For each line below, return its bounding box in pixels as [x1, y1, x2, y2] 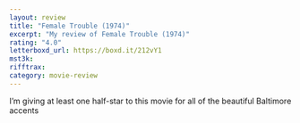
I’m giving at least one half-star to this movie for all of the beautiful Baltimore [9, 95, 292, 106]
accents [9, 104, 39, 116]
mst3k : [9, 54, 34, 63]
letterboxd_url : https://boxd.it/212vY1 [9, 46, 163, 55]
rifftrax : [9, 63, 47, 72]
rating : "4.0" [9, 37, 63, 47]
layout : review [9, 12, 66, 22]
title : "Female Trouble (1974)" [9, 21, 130, 30]
